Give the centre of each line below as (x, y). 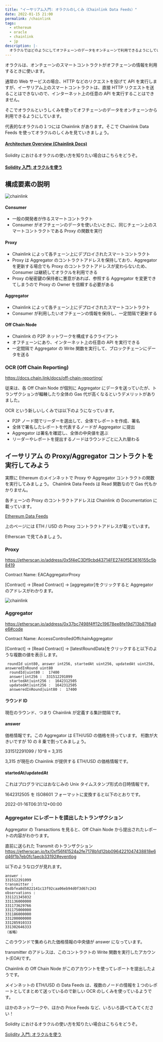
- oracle (18, 32)
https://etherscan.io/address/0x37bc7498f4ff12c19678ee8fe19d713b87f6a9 (81, 624)
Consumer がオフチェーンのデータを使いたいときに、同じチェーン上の (82, 225)
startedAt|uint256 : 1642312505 (43, 681)
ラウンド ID (16, 701)
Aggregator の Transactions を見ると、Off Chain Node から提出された (75, 829)
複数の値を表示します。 (37, 654)
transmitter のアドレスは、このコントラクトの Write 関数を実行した (72, 952)
